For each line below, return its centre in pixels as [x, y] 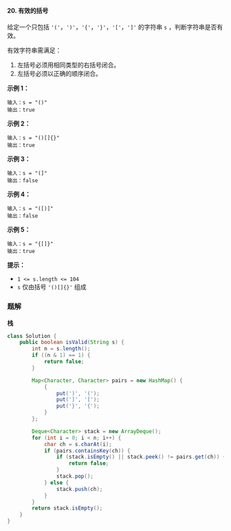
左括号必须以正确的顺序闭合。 [59, 74]
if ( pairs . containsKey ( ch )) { [87, 451]
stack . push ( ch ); [79, 489]
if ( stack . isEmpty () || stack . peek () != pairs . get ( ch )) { [141, 457]
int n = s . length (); [61, 349]
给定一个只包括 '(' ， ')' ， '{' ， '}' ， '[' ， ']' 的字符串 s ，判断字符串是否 [112, 27]
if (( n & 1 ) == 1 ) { [61, 355]
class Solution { [32, 336]
